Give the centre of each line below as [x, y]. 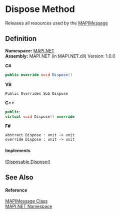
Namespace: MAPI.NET [30, 50]
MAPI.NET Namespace [29, 207]
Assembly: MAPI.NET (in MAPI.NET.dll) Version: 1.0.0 [60, 56]
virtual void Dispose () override [40, 116]
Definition [21, 39]
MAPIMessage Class [26, 201]
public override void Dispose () [39, 75]
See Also [19, 177]
